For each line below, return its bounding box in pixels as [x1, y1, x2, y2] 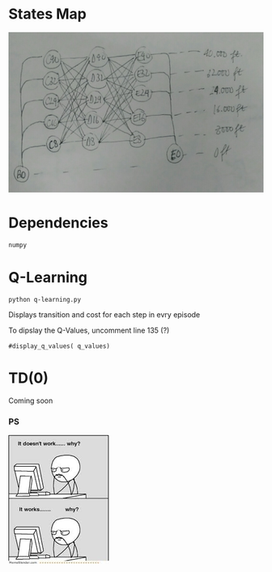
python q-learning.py [8, 296, 82, 304]
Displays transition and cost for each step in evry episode [8, 310, 201, 320]
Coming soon [8, 396, 53, 405]
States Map [8, 5, 87, 23]
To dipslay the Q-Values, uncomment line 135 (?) [8, 325, 170, 336]
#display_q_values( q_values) [8, 342, 111, 350]
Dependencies [8, 214, 108, 231]
